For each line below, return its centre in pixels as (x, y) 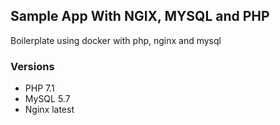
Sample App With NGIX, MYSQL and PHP (140, 16)
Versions (32, 66)
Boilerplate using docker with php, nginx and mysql (116, 40)
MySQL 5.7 (47, 99)
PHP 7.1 (39, 88)
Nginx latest (49, 110)
